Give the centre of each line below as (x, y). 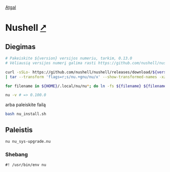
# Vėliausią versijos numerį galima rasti (51, 63)
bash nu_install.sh (26, 114)
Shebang (17, 154)
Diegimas (20, 47)
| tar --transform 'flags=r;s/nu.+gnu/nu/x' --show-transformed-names (81, 77)
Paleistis (19, 130)
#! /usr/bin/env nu (26, 165)
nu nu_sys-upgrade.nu (28, 141)
